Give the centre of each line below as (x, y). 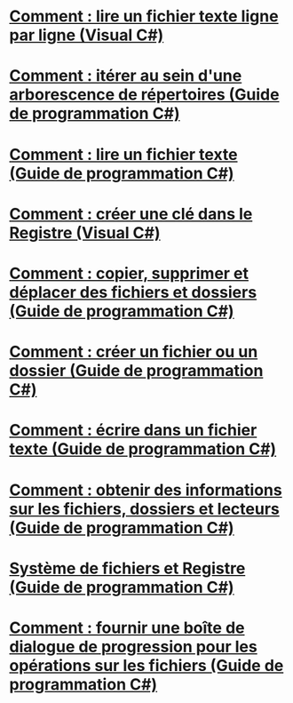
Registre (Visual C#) (85, 232)
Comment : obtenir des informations (146, 490)
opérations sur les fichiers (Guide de (146, 665)
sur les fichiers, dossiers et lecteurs (144, 509)
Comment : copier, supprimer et (129, 273)
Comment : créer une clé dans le (131, 214)
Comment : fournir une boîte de (127, 627)
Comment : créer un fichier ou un (134, 352)
